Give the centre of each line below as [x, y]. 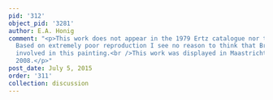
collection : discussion [49, 83]
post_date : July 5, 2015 [50, 69]
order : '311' [30, 76]
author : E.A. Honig [41, 31]
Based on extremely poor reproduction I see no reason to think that [136, 46]
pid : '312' [27, 16]
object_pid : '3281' [41, 23]
